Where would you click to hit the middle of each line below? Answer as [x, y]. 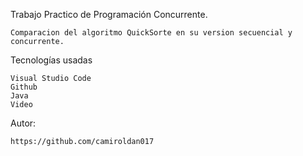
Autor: [23, 123]
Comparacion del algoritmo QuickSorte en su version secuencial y [151, 33]
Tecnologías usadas [51, 60]
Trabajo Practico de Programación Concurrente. [109, 14]
